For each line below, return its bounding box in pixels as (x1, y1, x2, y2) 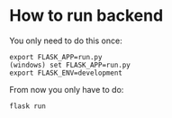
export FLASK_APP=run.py (9, 52, 103, 61)
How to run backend (9, 5, 164, 26)
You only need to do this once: (9, 35, 123, 46)
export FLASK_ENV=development (9, 68, 123, 77)
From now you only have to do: (9, 84, 124, 95)
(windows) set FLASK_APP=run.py (9, 60, 131, 69)
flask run (9, 101, 47, 111)
